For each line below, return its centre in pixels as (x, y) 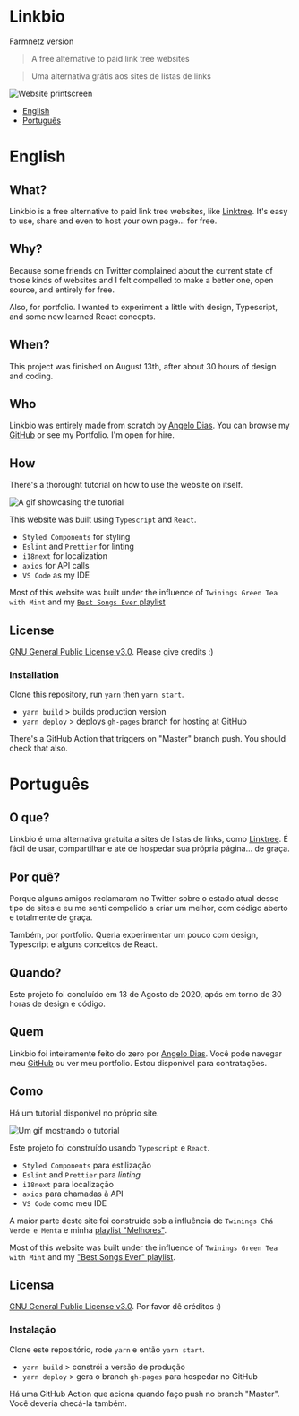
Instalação (33, 1330)
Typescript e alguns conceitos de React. (84, 944)
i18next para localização (68, 1184)
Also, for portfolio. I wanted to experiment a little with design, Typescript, (143, 307)
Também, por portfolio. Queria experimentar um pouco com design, (134, 935)
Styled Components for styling (76, 537)
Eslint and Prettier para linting (81, 1174)
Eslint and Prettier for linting (78, 547)
